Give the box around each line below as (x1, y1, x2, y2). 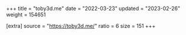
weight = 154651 (6, 11, 46, 18)
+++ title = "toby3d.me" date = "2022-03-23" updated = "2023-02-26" (6, 5, 181, 12)
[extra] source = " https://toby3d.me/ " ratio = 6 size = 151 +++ (6, 23, 156, 29)
